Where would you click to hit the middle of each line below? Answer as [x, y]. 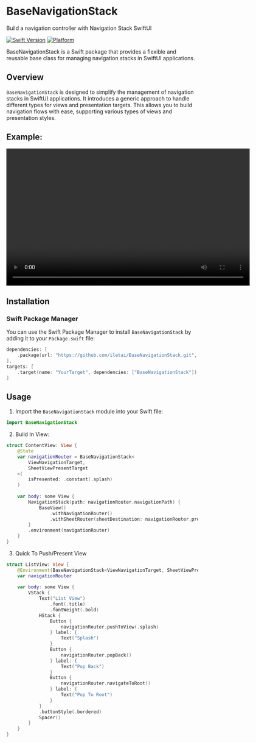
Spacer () [50, 717]
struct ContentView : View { [42, 446]
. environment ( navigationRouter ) [69, 530]
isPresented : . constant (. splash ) [71, 479]
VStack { [39, 593]
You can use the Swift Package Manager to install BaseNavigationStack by [99, 332]
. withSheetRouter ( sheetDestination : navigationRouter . [120, 519]
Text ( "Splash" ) [80, 638]
